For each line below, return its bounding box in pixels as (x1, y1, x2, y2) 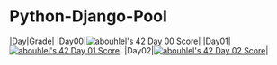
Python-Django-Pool (9, 6, 168, 27)
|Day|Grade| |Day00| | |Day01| (9, 36, 231, 46)
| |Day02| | (119, 45, 269, 55)
